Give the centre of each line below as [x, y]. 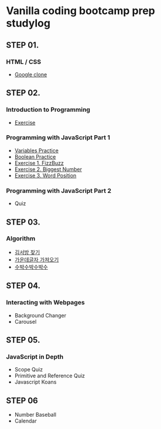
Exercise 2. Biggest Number [48, 169]
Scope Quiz [28, 370]
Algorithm [21, 239]
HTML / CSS [24, 62]
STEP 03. [23, 222]
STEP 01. [23, 45]
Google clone [31, 74]
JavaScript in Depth [35, 357]
